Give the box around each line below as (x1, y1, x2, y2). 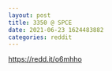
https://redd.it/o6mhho (8, 55, 83, 64)
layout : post (8, 11, 51, 20)
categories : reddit (8, 33, 73, 41)
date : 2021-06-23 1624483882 (8, 26, 104, 34)
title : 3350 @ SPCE (8, 19, 73, 27)
